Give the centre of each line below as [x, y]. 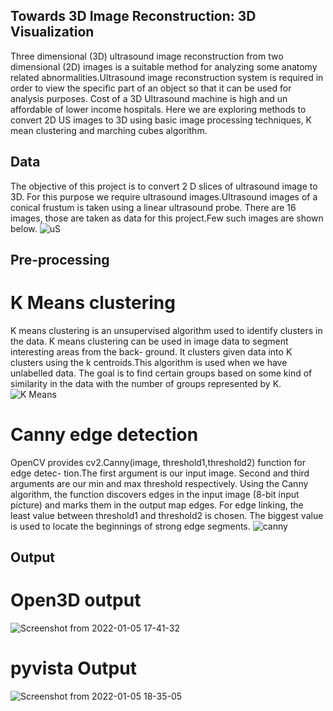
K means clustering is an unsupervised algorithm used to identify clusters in [166, 330]
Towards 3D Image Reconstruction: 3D [133, 16]
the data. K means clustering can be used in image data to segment [149, 341]
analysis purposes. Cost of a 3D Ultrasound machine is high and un [149, 98]
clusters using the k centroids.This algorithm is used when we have [149, 362]
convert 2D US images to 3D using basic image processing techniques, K [161, 120]
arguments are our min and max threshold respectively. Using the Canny [159, 483]
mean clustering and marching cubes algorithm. [109, 130]
